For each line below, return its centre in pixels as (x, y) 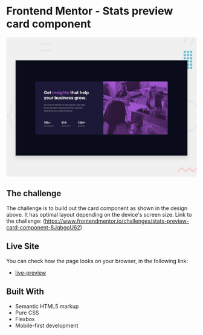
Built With (25, 292)
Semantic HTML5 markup (47, 306)
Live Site (23, 247)
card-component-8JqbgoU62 (43, 227)
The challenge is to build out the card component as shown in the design (97, 208)
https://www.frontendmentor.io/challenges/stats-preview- (117, 221)
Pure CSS (27, 313)
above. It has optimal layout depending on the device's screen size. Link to (99, 214)
